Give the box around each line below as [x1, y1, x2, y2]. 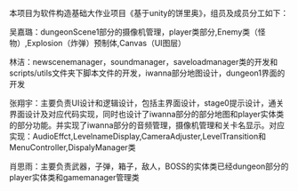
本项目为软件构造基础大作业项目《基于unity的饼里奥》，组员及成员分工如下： [9, 8, 289, 18]
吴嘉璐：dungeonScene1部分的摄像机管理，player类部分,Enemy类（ [9, 27, 258, 37]
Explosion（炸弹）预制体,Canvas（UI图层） [27, 38, 187, 48]
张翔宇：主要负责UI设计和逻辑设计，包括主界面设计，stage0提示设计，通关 [9, 98, 285, 108]
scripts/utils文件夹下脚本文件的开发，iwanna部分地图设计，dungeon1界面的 [9, 68, 286, 78]
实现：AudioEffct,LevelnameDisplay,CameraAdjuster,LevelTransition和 [9, 131, 267, 141]
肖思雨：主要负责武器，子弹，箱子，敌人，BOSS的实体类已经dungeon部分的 [9, 161, 289, 171]
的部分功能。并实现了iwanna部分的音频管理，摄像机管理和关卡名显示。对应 [9, 120, 286, 131]
